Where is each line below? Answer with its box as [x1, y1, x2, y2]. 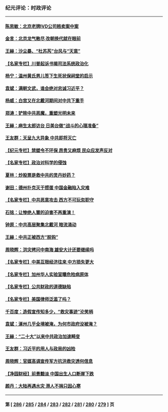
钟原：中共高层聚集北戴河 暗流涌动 [5, 222, 76, 228]
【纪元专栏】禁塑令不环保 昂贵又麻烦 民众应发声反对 [5, 147, 112, 153]
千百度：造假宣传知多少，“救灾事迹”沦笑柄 [5, 308, 93, 314]
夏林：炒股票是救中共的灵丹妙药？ [5, 172, 75, 178]
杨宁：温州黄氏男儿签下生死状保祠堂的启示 [5, 73, 93, 79]
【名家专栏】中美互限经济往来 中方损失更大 [5, 259, 94, 265]
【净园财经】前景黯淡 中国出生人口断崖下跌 [5, 370, 94, 376]
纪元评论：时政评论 [5, 4, 51, 11]
